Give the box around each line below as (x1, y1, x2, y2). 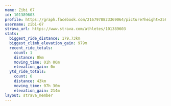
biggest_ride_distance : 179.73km (9, 36, 81, 41)
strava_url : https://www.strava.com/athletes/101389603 (5, 26, 126, 32)
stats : (5, 31, 19, 36)
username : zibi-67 (5, 21, 44, 27)
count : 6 (14, 74, 33, 79)
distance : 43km (14, 78, 46, 84)
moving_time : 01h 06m (14, 60, 60, 65)
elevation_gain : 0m (14, 64, 56, 69)
